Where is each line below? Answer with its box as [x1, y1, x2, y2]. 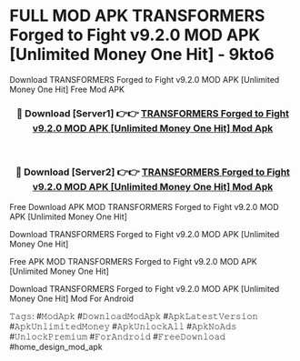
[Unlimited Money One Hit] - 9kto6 [9, 45, 275, 65]
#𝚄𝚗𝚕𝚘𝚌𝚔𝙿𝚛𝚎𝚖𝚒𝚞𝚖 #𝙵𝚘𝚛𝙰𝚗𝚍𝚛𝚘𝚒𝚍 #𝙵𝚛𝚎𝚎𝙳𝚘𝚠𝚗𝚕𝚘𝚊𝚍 [9, 331, 225, 342]
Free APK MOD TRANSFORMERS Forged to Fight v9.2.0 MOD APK [9, 256, 257, 266]
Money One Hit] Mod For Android [9, 293, 135, 304]
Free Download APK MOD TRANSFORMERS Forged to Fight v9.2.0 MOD [9, 201, 279, 212]
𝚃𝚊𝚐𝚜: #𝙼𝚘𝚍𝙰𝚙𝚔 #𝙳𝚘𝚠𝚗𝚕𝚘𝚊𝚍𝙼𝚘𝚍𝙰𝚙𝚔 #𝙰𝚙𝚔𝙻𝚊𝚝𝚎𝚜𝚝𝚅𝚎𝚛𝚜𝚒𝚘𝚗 [9, 310, 259, 321]
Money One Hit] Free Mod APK [9, 84, 125, 95]
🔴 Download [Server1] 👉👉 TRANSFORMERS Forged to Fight [16, 106, 289, 119]
